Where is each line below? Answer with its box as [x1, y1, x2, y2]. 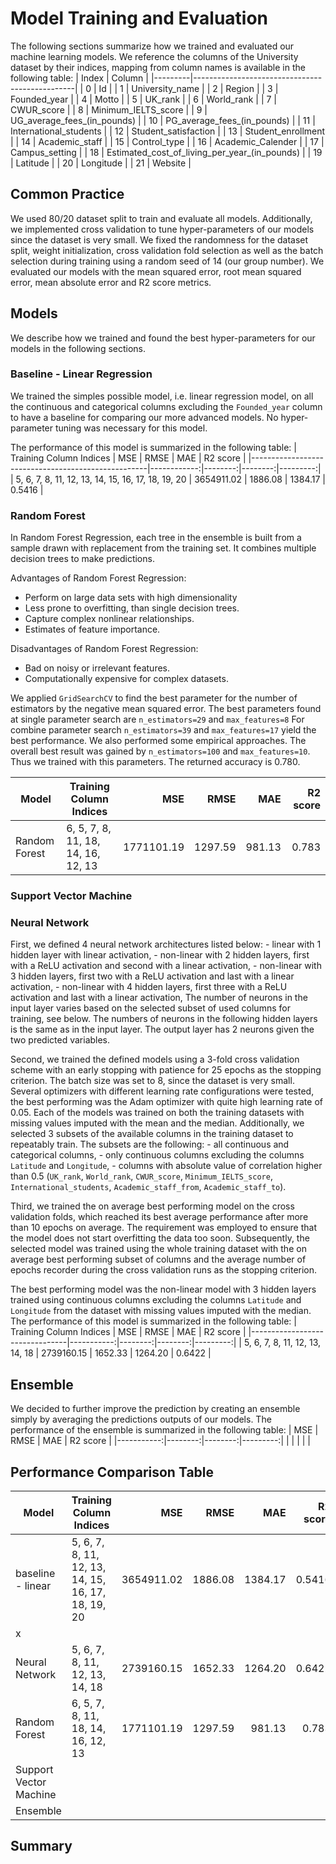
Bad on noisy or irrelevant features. [24, 662, 171, 674]
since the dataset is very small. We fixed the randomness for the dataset [10, 233, 309, 246]
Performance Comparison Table [10, 1463, 215, 1481]
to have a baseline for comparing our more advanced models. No [10, 411, 279, 423]
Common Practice [10, 186, 125, 203]
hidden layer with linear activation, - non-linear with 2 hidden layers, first [10, 949, 310, 961]
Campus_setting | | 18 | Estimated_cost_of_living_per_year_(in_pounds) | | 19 [10, 146, 323, 158]
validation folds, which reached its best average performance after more [10, 1211, 309, 1223]
